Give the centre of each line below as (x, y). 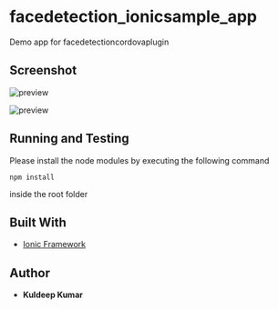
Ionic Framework (54, 244)
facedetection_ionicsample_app (134, 17)
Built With (38, 222)
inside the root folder (49, 194)
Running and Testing (69, 139)
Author (30, 273)
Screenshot (43, 70)
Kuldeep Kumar (53, 295)
